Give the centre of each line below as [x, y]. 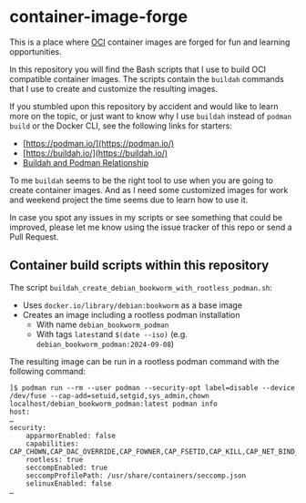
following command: [48, 371]
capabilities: [52, 444]
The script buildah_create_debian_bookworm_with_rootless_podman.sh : [141, 287]
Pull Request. [34, 236]
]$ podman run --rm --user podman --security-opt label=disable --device [153, 388]
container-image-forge [99, 17]
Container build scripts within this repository [139, 266]
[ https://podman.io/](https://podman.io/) [98, 143]
